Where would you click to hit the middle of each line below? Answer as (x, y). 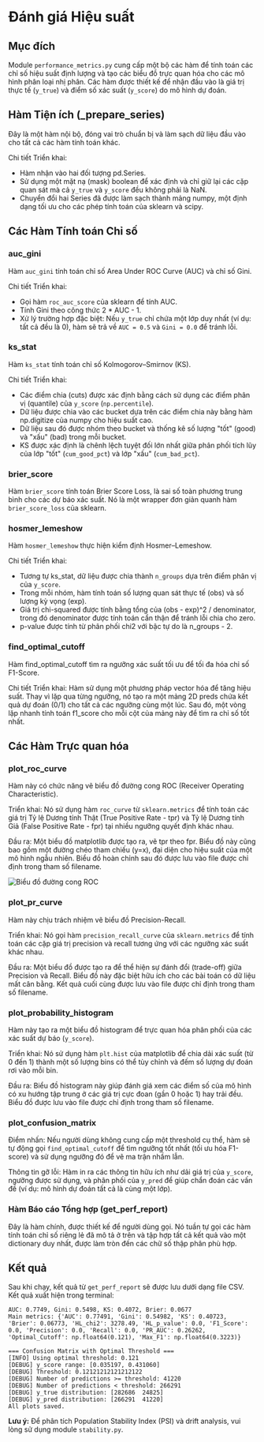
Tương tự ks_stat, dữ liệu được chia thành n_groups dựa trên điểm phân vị (138, 576)
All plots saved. (37, 1406)
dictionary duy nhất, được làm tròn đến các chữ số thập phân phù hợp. (123, 1243)
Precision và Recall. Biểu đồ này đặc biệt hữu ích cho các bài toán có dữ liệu (132, 976)
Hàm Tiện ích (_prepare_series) (87, 115)
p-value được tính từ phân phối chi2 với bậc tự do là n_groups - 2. (126, 627)
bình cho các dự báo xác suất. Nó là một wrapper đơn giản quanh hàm (123, 500)
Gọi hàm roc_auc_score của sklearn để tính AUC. (98, 302)
